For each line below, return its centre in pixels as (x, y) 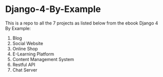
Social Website (28, 43)
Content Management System (43, 59)
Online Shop (25, 48)
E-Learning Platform (33, 54)
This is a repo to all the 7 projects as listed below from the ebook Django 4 (82, 23)
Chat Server (25, 70)
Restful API (24, 64)
